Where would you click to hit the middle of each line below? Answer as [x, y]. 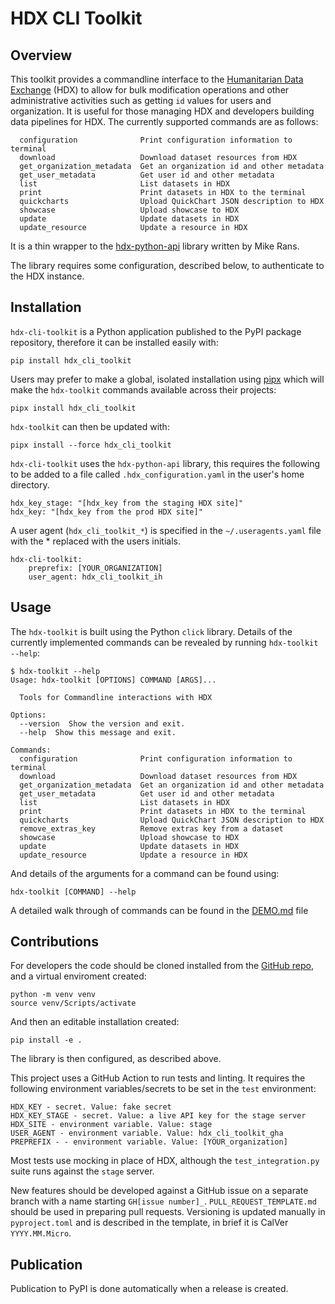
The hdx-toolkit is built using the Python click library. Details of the [151, 631]
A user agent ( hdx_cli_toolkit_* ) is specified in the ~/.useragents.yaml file [166, 530]
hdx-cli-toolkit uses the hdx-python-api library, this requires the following [165, 463]
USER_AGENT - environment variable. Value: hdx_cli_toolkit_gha [147, 1133]
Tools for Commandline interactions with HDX [116, 697]
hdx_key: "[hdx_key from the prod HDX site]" [106, 512]
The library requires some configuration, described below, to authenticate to [167, 265]
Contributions [54, 942]
